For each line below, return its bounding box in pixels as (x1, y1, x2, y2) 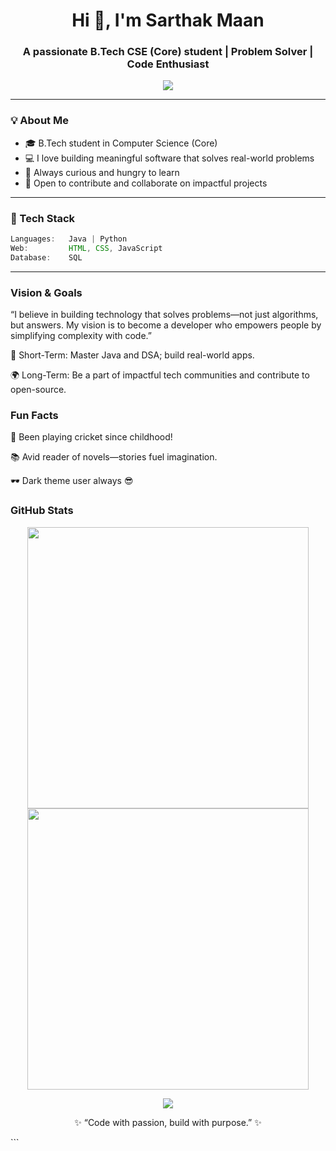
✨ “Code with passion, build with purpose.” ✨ (74, 1116, 262, 1128)
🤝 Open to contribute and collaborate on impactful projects (24, 177, 268, 189)
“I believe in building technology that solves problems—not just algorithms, (10, 309, 319, 320)
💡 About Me (10, 114, 69, 128)
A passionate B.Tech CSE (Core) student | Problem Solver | (22, 45, 314, 59)
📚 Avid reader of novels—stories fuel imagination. (10, 451, 218, 463)
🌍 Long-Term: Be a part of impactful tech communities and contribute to (10, 369, 310, 381)
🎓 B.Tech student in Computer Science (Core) (24, 137, 218, 149)
